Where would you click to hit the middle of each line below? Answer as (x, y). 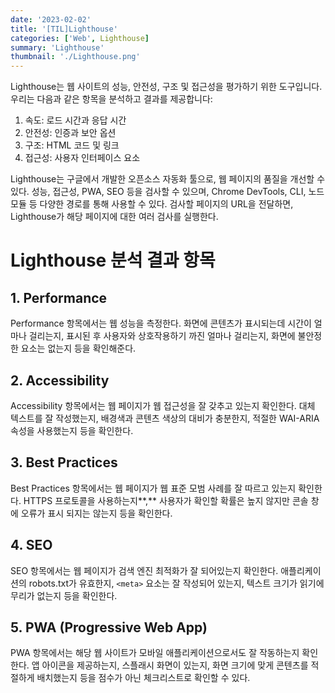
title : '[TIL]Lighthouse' (64, 29)
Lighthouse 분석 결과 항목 (113, 260)
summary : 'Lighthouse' (57, 47)
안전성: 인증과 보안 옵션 (70, 133)
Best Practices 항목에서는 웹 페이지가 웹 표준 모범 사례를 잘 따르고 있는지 (153, 488)
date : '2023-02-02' (51, 19)
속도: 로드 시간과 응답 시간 (75, 120)
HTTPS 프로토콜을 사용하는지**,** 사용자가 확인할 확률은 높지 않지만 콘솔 (166, 500)
